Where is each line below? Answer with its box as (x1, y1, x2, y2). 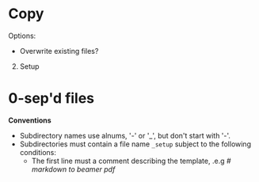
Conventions (8, 116, 51, 125)
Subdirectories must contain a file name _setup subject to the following (19, 139, 252, 149)
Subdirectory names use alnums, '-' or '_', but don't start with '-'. (19, 131, 231, 140)
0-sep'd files (8, 89, 95, 108)
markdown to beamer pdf (31, 164, 116, 174)
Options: (8, 31, 36, 40)
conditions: (19, 147, 57, 157)
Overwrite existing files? (19, 46, 99, 55)
